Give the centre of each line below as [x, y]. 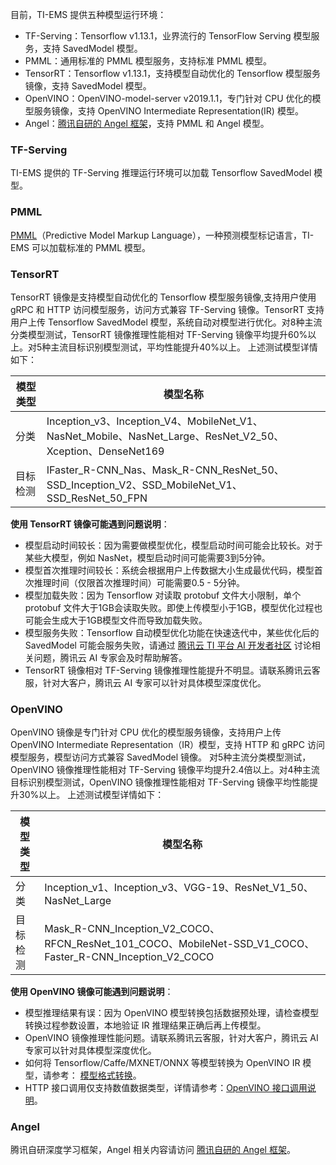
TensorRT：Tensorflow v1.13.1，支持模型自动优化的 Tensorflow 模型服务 [172, 73]
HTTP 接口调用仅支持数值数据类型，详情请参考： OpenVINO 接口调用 [166, 1088]
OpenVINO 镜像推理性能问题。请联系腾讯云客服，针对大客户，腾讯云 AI [171, 1038]
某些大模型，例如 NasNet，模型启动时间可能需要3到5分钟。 [147, 557]
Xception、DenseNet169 [105, 451]
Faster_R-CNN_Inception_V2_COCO [129, 957]
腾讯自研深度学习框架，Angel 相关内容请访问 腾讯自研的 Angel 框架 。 [153, 1150]
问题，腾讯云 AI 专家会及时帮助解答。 [110, 657]
